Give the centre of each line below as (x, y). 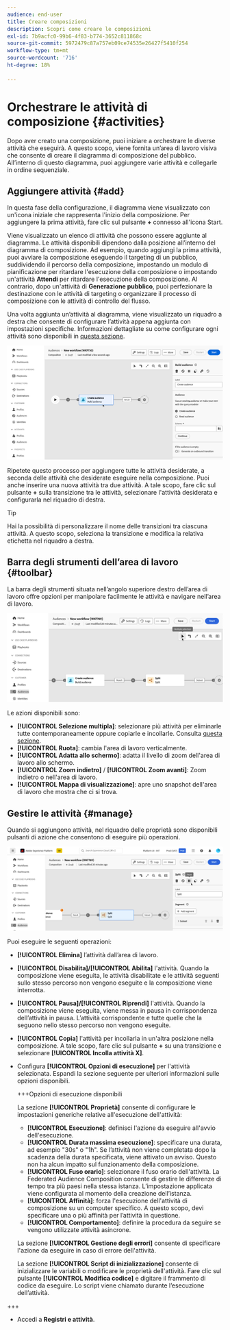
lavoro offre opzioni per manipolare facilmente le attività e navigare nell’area (114, 597)
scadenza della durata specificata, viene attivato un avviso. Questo (122, 1157)
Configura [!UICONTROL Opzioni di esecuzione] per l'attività (103, 1066)
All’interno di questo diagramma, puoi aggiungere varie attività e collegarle (112, 162)
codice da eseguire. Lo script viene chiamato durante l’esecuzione (111, 1285)
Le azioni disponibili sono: (44, 713)
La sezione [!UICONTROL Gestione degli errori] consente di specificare (118, 1243)
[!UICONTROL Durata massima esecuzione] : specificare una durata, (125, 1142)
